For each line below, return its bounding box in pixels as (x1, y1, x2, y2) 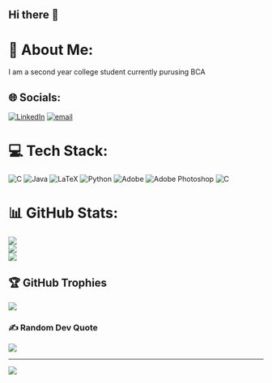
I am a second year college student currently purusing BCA (8, 67, 206, 77)
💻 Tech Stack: (8, 142, 108, 160)
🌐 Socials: (8, 90, 62, 104)
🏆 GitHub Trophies (8, 276, 108, 290)
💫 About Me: (8, 40, 94, 59)
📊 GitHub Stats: (8, 204, 119, 222)
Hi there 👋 (8, 8, 59, 22)
